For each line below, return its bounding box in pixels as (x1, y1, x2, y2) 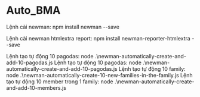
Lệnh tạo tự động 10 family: (118, 65, 186, 72)
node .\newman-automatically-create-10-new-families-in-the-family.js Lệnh (6, 71, 193, 79)
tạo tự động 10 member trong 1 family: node (6, 78, 113, 85)
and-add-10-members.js (6, 84, 67, 91)
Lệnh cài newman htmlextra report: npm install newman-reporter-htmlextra (6, 35, 191, 42)
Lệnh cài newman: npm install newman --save (6, 23, 119, 30)
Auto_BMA (6, 4, 61, 17)
